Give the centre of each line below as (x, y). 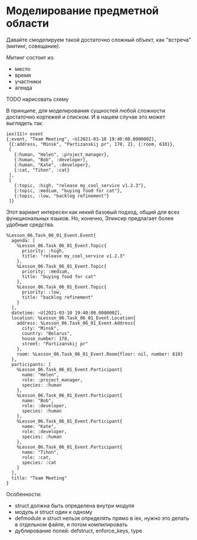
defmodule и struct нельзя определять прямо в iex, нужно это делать (102, 518)
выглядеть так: (25, 123)
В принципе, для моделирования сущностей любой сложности (86, 110)
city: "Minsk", (40, 328)
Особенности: (24, 494)
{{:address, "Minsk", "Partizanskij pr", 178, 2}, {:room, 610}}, (92, 144)
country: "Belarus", (47, 333)
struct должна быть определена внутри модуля (74, 505)
